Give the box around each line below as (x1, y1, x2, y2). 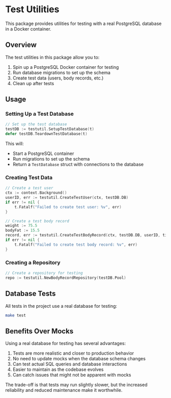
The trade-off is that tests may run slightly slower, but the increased (5, 382, 148, 388)
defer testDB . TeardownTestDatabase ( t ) (5, 131, 88, 137)
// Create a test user (5, 185, 53, 191)
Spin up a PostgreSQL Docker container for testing (12, 64, 119, 70)
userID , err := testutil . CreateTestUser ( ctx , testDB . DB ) (5, 195, 129, 200)
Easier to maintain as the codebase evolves (12, 366, 104, 373)
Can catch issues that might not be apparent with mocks (12, 372, 131, 378)
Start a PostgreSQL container (12, 150, 74, 156)
